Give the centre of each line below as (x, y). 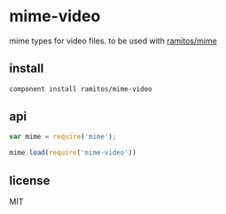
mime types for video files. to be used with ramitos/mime (113, 41)
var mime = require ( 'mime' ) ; (63, 137)
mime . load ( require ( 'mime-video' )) (73, 153)
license (30, 180)
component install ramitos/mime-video (81, 89)
